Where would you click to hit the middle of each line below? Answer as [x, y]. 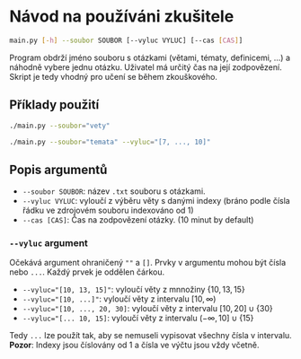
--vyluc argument [49, 243]
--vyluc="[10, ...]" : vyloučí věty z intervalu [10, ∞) [119, 299]
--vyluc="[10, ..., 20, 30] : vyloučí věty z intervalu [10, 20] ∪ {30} [147, 309]
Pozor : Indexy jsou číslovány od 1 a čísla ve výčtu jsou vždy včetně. [134, 345]
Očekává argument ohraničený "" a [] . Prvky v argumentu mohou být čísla [148, 263]
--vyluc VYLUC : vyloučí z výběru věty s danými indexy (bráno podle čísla [156, 201]
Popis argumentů [58, 169]
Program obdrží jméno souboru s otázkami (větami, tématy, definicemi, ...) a [150, 57]
